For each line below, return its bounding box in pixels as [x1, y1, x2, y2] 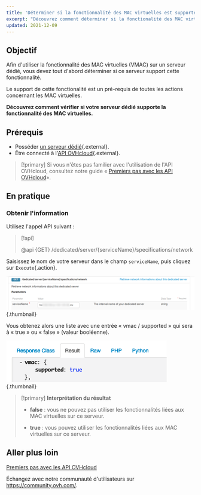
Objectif [6, 45, 37, 55]
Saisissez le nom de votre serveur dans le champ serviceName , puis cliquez [6, 258, 191, 265]
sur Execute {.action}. [6, 264, 57, 271]
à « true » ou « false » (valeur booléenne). [6, 328, 109, 336]
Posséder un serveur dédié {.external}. [14, 143, 109, 150]
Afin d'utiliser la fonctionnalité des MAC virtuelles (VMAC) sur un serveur [6, 61, 186, 68]
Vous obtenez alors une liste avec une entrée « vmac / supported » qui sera [6, 322, 193, 329]
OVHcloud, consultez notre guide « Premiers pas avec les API [20, 168, 173, 174]
